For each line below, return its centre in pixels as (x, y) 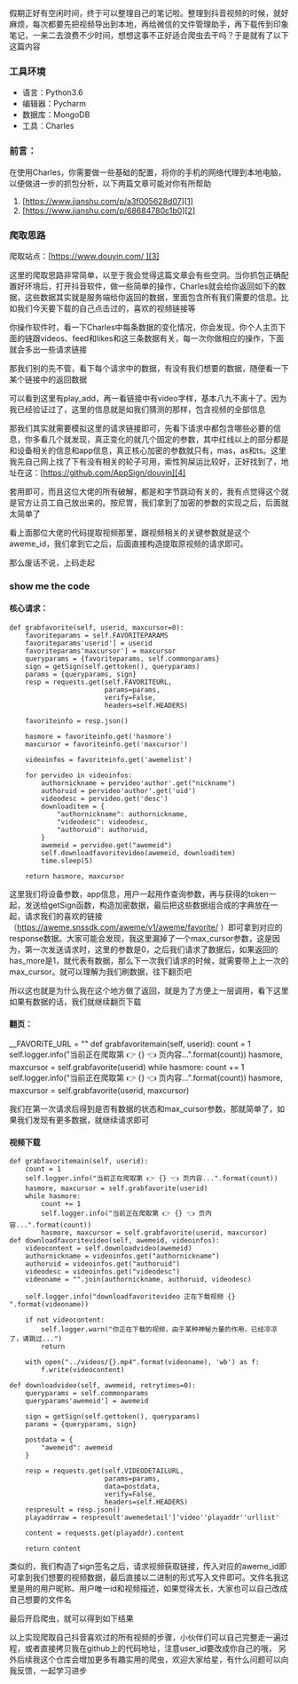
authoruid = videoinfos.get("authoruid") (102, 1264)
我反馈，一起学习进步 (48, 1671)
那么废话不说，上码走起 (52, 562)
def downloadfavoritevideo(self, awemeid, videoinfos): (114, 1241)
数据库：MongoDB (56, 115)
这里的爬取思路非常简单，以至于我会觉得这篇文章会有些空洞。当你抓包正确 (145, 274)
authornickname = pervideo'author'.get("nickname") (139, 783)
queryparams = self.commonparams (87, 1394)
